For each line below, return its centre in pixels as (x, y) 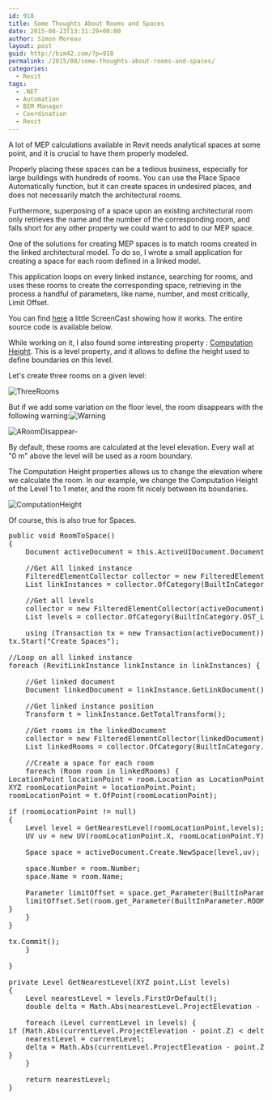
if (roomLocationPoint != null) (72, 811)
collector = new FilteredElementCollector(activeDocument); (147, 608)
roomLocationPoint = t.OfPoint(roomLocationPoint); (113, 795)
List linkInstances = (68, 584)
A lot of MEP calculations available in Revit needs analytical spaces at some (134, 145)
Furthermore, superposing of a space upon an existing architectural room (131, 210)
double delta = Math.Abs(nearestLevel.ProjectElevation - (143, 1006)
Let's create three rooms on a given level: (78, 375)
